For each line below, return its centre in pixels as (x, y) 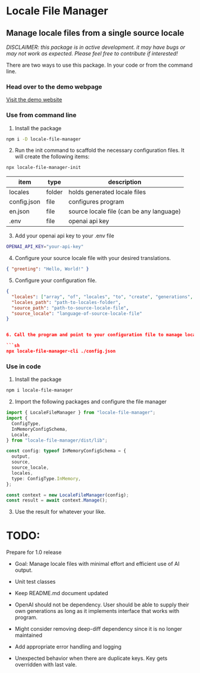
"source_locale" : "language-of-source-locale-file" (77, 314)
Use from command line (41, 115)
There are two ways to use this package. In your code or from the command (99, 65)
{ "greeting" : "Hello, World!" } (48, 269)
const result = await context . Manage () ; (57, 500)
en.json (19, 211)
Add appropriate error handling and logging (68, 647)
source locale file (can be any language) (125, 211)
